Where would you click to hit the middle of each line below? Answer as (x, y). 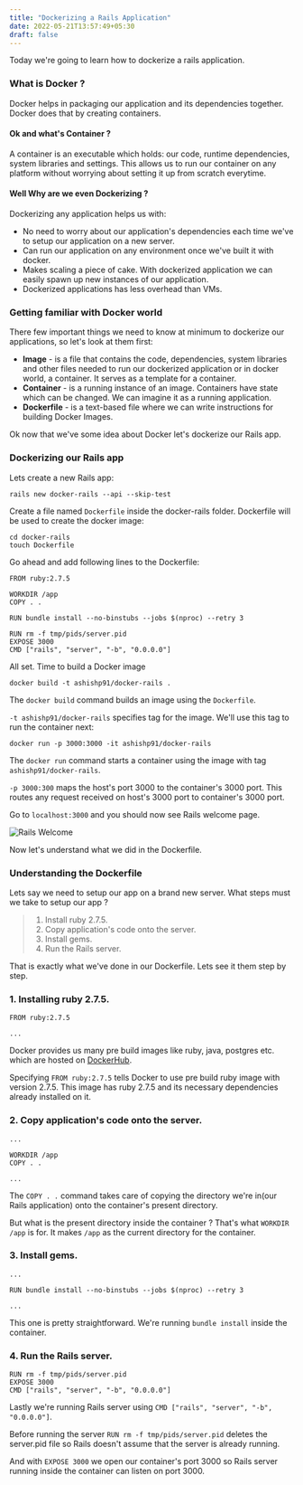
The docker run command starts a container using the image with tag (138, 760)
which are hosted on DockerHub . (71, 1060)
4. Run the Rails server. (61, 1356)
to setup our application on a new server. (98, 241)
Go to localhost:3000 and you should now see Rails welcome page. (135, 814)
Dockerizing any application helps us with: (88, 214)
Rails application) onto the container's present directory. (114, 1205)
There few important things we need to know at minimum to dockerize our (147, 332)
